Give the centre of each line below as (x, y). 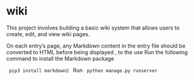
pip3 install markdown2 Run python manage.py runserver (83, 70)
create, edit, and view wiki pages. (48, 34)
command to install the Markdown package (60, 58)
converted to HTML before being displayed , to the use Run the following (97, 52)
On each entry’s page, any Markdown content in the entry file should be (96, 46)
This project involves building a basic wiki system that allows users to (93, 28)
